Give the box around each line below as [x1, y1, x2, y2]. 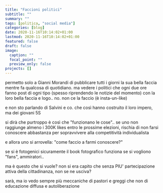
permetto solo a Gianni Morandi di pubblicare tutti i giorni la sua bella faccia [5, 80, 157, 86]
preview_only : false [9, 62, 51, 66]
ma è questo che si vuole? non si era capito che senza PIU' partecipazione [5, 163, 155, 169]
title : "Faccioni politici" [5, 7, 62, 12]
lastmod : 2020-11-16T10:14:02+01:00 [5, 35, 80, 40]
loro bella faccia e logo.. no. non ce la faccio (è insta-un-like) [5, 95, 127, 101]
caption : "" [9, 52, 34, 58]
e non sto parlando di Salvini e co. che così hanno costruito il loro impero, [5, 105, 153, 110]
